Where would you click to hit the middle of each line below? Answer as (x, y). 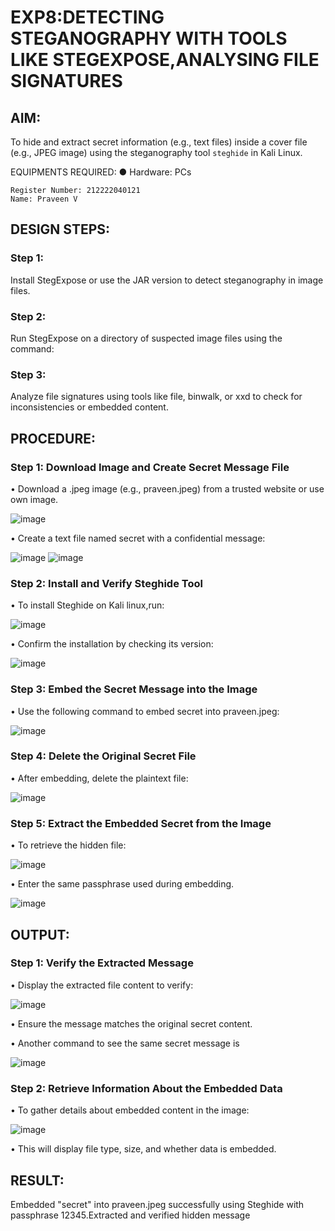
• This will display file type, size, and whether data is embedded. (143, 1149)
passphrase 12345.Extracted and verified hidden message (130, 1215)
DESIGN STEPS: (60, 229)
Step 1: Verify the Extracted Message (102, 963)
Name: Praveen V (44, 199)
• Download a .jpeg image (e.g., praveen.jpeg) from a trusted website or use (167, 488)
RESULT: (37, 1180)
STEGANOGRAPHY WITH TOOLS (149, 38)
